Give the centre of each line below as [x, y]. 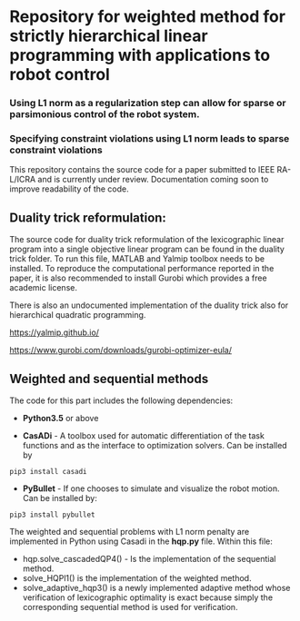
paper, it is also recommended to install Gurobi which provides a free [138, 278]
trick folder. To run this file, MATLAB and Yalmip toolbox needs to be [137, 259]
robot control [60, 75]
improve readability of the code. [69, 189]
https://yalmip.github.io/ [55, 332]
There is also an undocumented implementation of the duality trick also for [149, 305]
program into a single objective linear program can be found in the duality [147, 249]
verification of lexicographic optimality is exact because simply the [148, 597]
